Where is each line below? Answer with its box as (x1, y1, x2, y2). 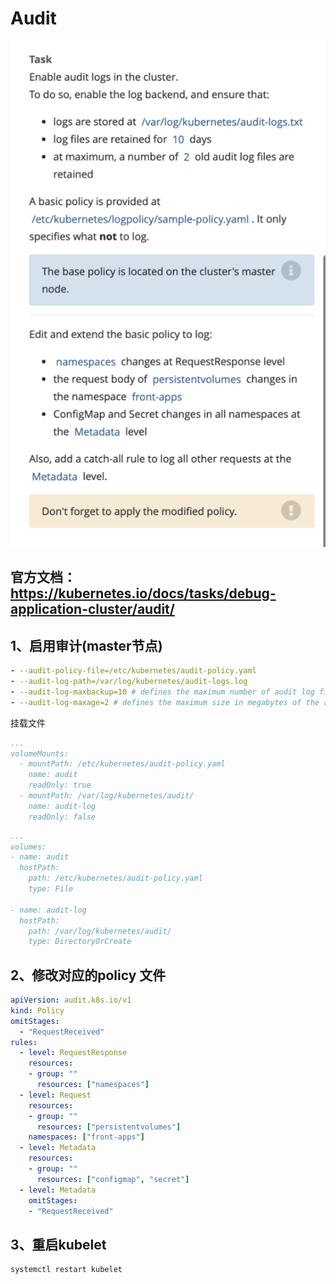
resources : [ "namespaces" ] (36, 1080, 150, 1090)
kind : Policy (10, 1005, 65, 1016)
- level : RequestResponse (19, 1048, 128, 1058)
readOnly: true (28, 780, 92, 791)
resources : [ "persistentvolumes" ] (36, 1122, 182, 1132)
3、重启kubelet (10, 1236, 107, 1253)
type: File (28, 884, 74, 894)
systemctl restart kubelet (10, 1265, 123, 1275)
